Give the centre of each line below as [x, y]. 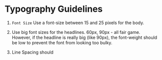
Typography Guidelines [54, 9]
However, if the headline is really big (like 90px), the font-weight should [84, 37]
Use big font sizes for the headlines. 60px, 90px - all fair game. [76, 32]
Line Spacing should [33, 52]
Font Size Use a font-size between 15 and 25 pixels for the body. [78, 23]
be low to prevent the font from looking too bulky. [62, 42]
